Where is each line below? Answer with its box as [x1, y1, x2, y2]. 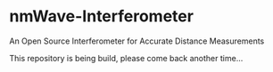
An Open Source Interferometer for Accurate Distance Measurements [9, 36, 265, 46]
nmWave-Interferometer [9, 6, 194, 27]
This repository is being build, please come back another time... [9, 52, 244, 63]
